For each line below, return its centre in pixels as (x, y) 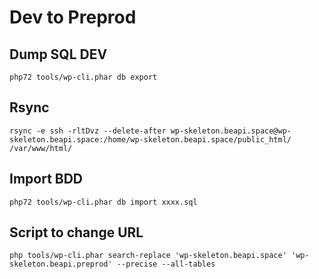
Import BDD (46, 179)
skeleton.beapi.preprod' (61, 264)
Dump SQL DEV (58, 54)
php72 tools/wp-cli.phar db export (83, 77)
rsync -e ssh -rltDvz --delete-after (88, 131)
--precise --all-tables (166, 264)
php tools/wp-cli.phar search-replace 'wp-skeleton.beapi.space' (148, 256)
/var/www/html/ (41, 148)
